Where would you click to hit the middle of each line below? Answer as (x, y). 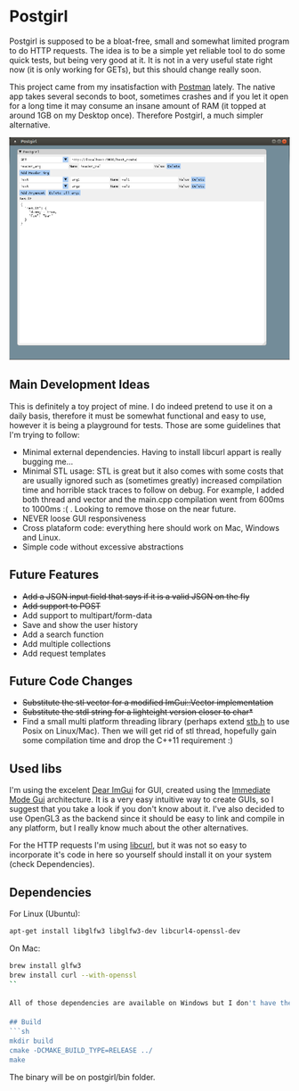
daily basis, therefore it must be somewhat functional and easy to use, (138, 416)
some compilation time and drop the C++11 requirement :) (127, 740)
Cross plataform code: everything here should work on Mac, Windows (151, 527)
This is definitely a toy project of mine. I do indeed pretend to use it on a (141, 406)
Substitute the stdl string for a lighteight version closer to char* (137, 712)
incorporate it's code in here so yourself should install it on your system (141, 855)
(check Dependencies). (52, 864)
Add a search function (63, 634)
